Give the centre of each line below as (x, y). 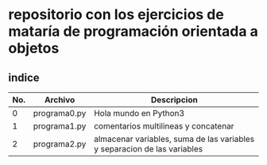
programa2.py (60, 144)
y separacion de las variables (149, 149)
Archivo (60, 100)
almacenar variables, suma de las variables (174, 139)
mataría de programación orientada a (133, 31)
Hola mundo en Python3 (139, 113)
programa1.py (60, 126)
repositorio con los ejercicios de (116, 15)
